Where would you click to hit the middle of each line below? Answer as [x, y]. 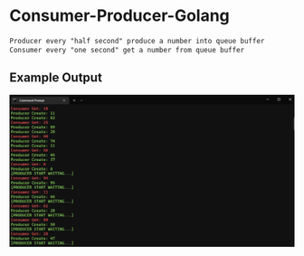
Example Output [56, 78]
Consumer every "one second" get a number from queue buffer [127, 50]
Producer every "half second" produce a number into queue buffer [137, 41]
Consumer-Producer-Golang [120, 16]
